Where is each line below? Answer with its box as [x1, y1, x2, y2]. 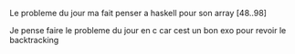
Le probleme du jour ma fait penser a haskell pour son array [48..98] [9, 8, 268, 18]
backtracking [9, 35, 59, 45]
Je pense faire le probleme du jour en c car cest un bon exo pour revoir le [9, 25, 287, 35]
